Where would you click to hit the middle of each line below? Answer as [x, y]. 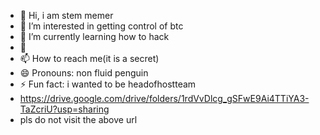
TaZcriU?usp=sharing [64, 109]
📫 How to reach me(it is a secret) [89, 58]
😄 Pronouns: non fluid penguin [84, 73]
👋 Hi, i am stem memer [66, 15]
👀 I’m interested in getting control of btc [101, 26]
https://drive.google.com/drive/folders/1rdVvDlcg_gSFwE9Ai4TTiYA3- [164, 98]
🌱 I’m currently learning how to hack [94, 36]
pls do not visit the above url [78, 119]
